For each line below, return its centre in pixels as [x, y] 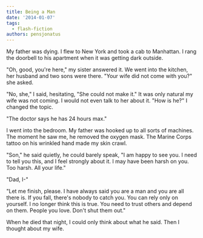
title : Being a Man [31, 12]
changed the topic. [30, 107]
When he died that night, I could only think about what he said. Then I [93, 222]
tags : [13, 23]
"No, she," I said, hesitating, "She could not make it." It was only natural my [100, 94]
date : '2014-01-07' [31, 18]
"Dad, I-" [17, 179]
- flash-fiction [32, 29]
